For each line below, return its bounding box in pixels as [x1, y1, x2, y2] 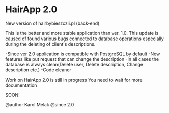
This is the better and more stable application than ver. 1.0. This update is [5, 30, 159, 36]
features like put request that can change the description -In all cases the [5, 56, 159, 62]
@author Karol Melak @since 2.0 [5, 101, 74, 107]
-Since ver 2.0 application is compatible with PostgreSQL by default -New [5, 51, 160, 57]
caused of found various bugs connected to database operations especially [5, 35, 164, 42]
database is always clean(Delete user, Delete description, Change [5, 61, 144, 67]
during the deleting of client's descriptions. [5, 41, 96, 47]
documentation [5, 82, 37, 88]
